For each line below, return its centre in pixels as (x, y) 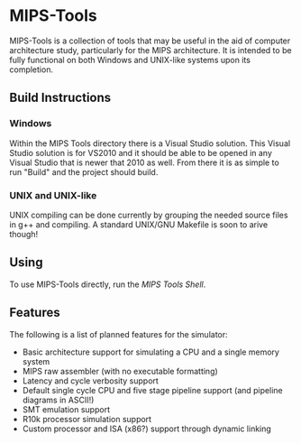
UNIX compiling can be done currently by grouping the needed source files (149, 215)
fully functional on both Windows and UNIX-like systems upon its (130, 60)
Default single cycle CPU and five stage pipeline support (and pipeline (152, 390)
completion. (32, 69)
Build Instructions (60, 98)
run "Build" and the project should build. (84, 171)
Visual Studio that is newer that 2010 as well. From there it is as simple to (144, 162)
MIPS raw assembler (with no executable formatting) (120, 371)
